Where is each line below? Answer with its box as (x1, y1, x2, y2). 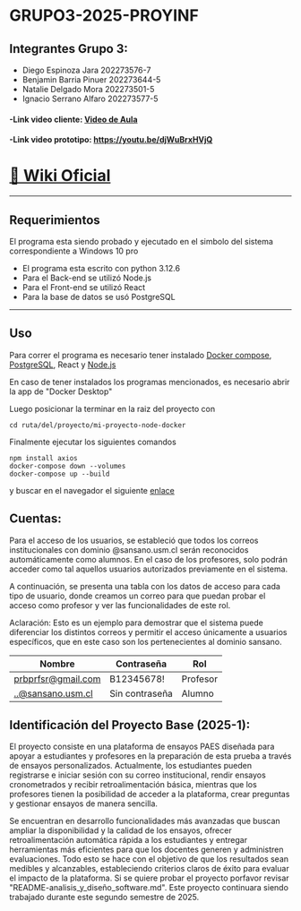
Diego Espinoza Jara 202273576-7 (21, 64, 151, 75)
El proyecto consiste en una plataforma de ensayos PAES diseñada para (9, 741, 275, 752)
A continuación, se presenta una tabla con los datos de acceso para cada (9, 580, 280, 591)
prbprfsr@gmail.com (13, 673, 101, 685)
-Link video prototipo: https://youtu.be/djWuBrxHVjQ (9, 134, 213, 145)
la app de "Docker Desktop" (9, 386, 113, 397)
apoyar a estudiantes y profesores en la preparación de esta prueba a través (9, 751, 292, 761)
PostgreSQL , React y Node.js (9, 359, 116, 370)
